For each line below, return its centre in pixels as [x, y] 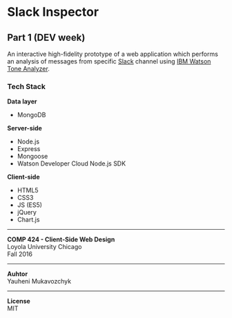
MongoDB [31, 115]
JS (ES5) [30, 205]
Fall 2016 [20, 254]
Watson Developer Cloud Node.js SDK [71, 163]
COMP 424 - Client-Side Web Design [61, 239]
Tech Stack [27, 86]
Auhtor [18, 274]
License [19, 301]
